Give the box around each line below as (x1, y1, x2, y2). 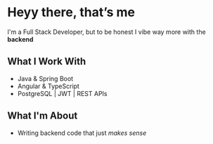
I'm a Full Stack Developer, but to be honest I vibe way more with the (7, 28, 206, 36)
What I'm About (7, 110, 78, 122)
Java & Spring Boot (17, 74, 74, 83)
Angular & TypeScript (17, 82, 79, 90)
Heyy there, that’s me (7, 4, 136, 20)
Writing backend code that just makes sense (17, 128, 147, 137)
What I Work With (7, 56, 86, 68)
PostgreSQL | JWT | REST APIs (17, 89, 108, 97)
